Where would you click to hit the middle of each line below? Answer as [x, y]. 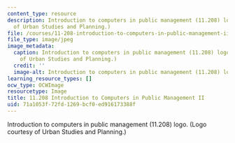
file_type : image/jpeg [40, 40]
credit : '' [29, 66]
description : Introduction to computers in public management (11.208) [114, 20]
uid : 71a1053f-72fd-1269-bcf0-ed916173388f [72, 105]
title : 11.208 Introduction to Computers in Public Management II [106, 98]
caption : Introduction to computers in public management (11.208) [114, 53]
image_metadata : [31, 46]
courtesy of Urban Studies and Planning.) [67, 131]
